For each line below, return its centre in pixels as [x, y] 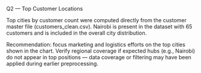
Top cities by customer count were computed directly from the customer [97, 20]
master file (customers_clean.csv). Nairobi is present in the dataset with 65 [99, 27]
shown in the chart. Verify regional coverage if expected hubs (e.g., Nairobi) [101, 51]
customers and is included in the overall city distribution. [77, 33]
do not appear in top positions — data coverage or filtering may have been [99, 57]
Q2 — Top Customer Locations [45, 9]
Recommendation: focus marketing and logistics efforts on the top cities [96, 45]
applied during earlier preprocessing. [52, 63]
